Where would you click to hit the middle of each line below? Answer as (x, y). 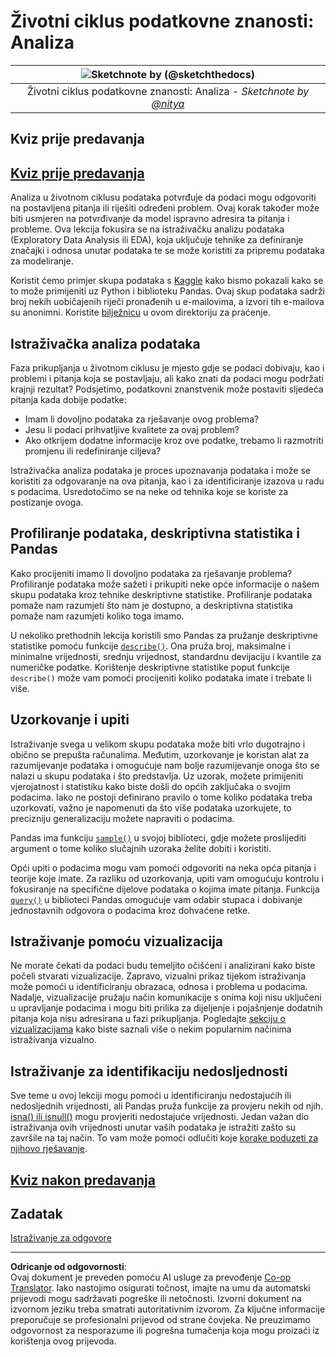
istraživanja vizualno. (53, 1040)
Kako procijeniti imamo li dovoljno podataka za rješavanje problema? (151, 573)
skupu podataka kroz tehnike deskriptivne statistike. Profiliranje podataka (161, 594)
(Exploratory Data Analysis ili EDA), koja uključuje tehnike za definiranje (157, 240)
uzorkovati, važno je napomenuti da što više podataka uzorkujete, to (151, 807)
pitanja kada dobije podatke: (68, 399)
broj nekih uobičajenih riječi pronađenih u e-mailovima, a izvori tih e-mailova (167, 302)
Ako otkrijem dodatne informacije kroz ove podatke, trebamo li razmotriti (174, 440)
